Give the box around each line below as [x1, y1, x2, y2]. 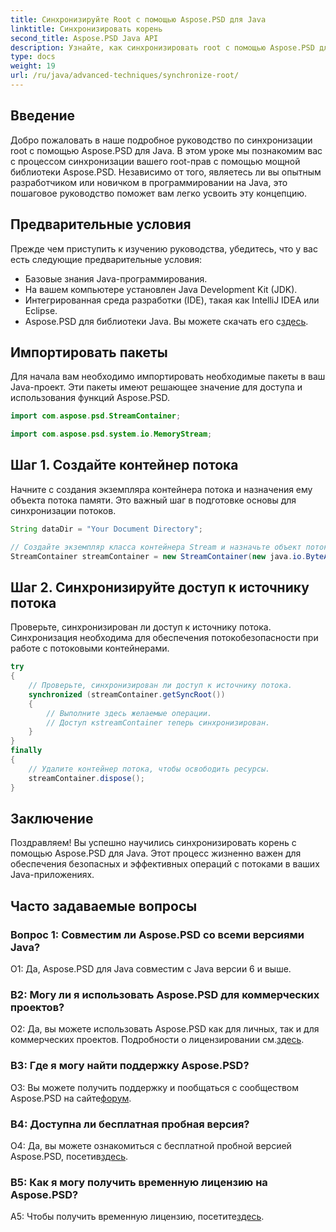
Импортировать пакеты [10, 344, 168, 361]
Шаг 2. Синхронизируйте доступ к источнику [10, 579, 310, 596]
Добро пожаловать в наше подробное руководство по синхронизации [10, 134, 313, 146]
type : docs [10, 52, 56, 62]
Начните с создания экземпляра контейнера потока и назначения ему [10, 483, 313, 495]
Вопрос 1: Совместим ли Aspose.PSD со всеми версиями [10, 927, 305, 941]
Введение [10, 107, 76, 125]
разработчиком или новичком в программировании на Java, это [10, 176, 288, 188]
